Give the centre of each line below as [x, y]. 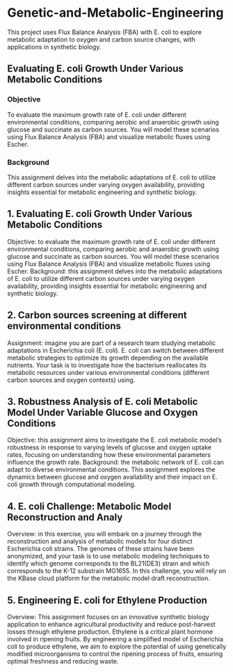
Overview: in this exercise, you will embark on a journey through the [105, 534]
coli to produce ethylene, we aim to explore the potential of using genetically [117, 646]
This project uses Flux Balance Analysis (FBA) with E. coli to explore [104, 32]
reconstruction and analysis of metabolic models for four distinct [100, 541]
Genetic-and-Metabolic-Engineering [115, 13]
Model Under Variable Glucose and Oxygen [103, 412]
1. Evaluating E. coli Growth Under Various [100, 214]
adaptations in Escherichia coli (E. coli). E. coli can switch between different [115, 350]
